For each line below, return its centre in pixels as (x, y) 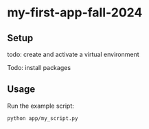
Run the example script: (41, 106)
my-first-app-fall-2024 (75, 13)
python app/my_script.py (43, 118)
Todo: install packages (39, 68)
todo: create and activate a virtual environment (73, 54)
